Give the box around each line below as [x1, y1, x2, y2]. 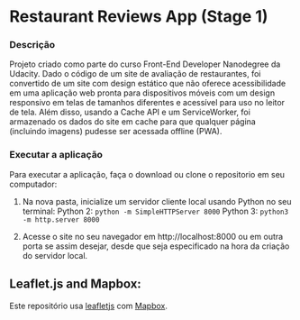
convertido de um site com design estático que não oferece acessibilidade [9, 78, 286, 89]
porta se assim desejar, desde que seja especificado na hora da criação [22, 241, 290, 251]
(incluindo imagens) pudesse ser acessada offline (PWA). [9, 126, 223, 137]
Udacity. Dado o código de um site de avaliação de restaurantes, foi [9, 69, 261, 79]
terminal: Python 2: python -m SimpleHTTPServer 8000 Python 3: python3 [22, 206, 289, 216]
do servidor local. [22, 250, 88, 261]
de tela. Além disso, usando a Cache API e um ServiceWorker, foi [9, 106, 250, 118]
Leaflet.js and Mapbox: [9, 277, 141, 292]
